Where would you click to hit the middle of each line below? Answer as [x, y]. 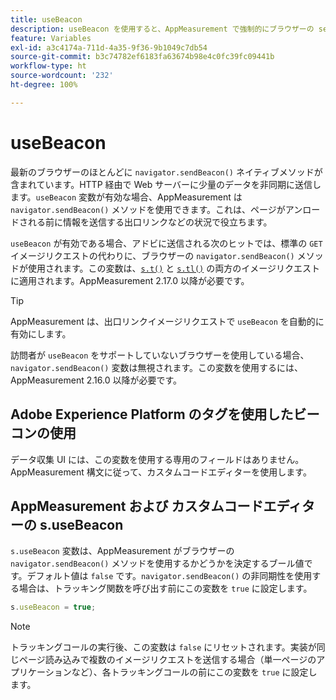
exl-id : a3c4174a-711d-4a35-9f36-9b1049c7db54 [109, 47]
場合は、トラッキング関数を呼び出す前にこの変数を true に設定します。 [165, 588]
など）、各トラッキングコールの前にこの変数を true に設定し [194, 672]
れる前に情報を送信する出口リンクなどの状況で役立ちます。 [150, 222]
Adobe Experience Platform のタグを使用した [152, 414]
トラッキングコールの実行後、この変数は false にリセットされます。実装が [163, 647]
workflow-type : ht [48, 66]
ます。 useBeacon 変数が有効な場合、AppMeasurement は [126, 197]
